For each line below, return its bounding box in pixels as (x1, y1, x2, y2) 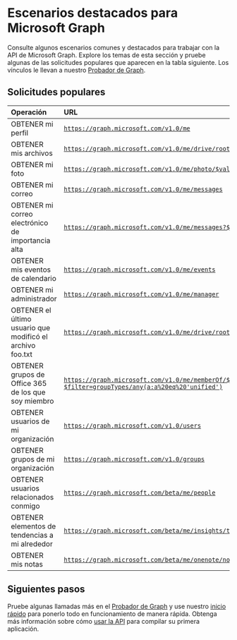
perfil (11, 128, 29, 138)
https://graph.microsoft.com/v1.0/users (63, 421, 202, 430)
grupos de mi (11, 454, 55, 464)
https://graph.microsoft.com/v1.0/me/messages (63, 185, 224, 193)
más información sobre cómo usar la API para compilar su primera (7, 617, 200, 625)
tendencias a (11, 530, 54, 540)
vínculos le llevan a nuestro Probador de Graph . (7, 66, 146, 74)
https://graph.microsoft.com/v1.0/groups (63, 455, 205, 463)
